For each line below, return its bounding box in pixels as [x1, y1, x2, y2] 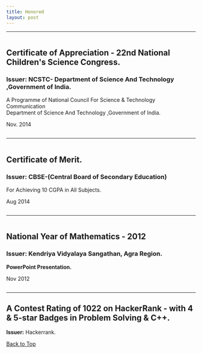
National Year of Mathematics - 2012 [6, 231, 146, 242]
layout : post [6, 14, 39, 20]
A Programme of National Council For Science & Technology [6, 96, 156, 104]
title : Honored [6, 8, 44, 15]
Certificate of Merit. [6, 154, 82, 164]
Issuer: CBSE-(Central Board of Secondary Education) [6, 172, 167, 181]
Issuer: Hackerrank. [6, 329, 56, 336]
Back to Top [6, 340, 36, 348]
